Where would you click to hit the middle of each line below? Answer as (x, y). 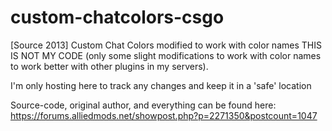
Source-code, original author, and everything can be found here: (143, 105)
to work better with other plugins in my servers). (109, 66)
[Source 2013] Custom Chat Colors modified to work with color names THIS (166, 45)
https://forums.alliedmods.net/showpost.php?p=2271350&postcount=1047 (164, 115)
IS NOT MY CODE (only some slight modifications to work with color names (166, 55)
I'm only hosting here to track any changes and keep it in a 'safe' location (161, 85)
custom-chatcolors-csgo (117, 17)
